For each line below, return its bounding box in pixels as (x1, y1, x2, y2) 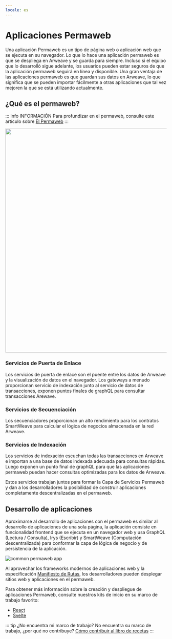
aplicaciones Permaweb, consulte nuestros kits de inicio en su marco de (5, 592, 158, 598)
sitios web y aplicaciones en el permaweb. (5, 577, 95, 583)
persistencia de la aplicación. (5, 546, 67, 552)
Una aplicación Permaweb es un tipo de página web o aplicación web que (5, 47, 161, 53)
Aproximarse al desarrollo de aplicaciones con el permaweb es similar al (5, 518, 158, 525)
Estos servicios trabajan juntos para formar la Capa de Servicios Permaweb (5, 479, 165, 485)
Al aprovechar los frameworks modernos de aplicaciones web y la (5, 565, 145, 571)
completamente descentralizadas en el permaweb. (5, 490, 113, 496)
